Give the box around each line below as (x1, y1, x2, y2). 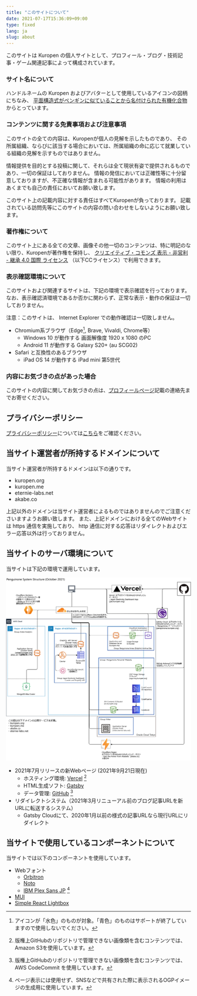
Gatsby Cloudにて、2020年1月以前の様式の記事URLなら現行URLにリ (23, 812, 189, 819)
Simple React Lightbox (14, 900, 69, 907)
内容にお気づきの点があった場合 (6, 372, 97, 380)
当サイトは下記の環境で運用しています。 (6, 565, 104, 572)
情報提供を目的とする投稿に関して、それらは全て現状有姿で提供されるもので (6, 162, 191, 169)
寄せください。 (16, 394, 53, 401)
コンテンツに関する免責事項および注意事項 (6, 120, 127, 129)
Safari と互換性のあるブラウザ (14, 349, 87, 356)
